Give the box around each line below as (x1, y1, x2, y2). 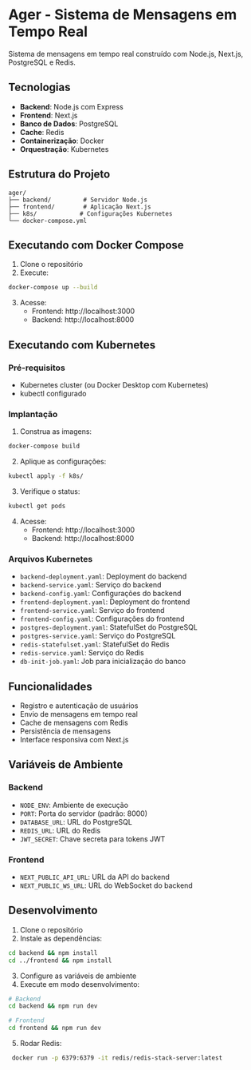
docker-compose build (8, 442, 80, 451)
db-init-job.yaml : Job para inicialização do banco (19, 657, 186, 666)
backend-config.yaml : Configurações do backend (19, 589, 182, 599)
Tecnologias (8, 81, 71, 94)
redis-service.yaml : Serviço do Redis (19, 648, 145, 658)
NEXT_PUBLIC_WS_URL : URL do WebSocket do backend (19, 881, 193, 890)
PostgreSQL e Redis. (8, 58, 76, 67)
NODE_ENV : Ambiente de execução (19, 800, 129, 809)
